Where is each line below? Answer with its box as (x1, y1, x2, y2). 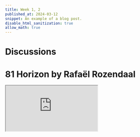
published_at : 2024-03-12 (5, 12, 58, 17)
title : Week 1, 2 (5, 7, 41, 12)
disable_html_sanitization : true (5, 20, 73, 26)
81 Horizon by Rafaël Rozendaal (5, 69, 136, 79)
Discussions (5, 46, 56, 58)
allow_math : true (5, 25, 41, 30)
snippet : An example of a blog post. (5, 16, 82, 21)
